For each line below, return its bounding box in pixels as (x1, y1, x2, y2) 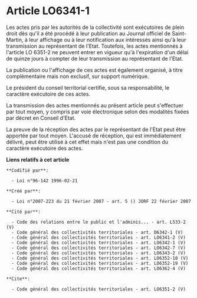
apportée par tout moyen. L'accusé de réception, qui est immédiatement (6, 132, 182, 139)
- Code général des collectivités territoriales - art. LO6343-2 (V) (11, 250, 186, 256)
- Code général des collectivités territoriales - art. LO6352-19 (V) (11, 260, 189, 266)
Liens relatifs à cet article (6, 156, 70, 163)
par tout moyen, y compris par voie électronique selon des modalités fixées (6, 108, 189, 115)
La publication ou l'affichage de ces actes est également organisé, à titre (6, 66, 183, 73)
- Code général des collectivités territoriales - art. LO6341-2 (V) (11, 234, 186, 240)
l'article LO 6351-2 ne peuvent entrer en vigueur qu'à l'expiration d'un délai (6, 48, 189, 55)
